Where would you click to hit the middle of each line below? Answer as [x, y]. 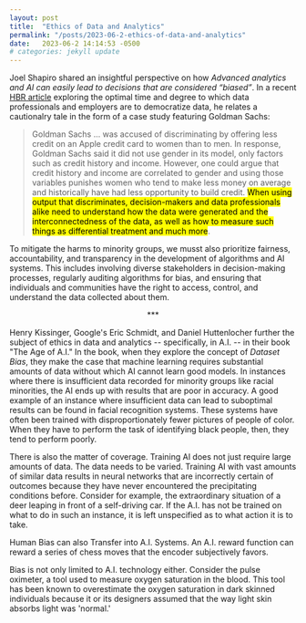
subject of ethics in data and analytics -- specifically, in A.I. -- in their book [150, 342]
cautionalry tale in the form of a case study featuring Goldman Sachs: [140, 117]
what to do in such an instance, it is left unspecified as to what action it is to [151, 515]
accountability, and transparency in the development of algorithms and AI [147, 259]
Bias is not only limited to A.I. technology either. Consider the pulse [135, 570]
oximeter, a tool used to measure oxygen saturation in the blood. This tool [147, 579]
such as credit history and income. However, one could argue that [155, 163]
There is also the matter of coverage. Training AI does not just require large [150, 457]
